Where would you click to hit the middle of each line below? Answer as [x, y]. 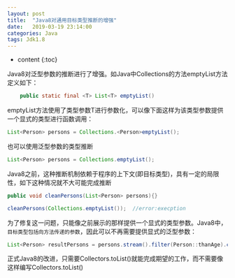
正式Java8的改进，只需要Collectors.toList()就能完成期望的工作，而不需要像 [115, 258]
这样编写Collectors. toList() [45, 268]
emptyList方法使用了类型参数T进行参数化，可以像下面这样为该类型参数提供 [115, 110]
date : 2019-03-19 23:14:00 [50, 27]
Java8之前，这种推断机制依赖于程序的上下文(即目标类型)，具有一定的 [107, 174]
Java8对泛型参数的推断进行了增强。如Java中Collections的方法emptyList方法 [117, 74]
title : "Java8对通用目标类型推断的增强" [62, 20]
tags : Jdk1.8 [26, 40]
